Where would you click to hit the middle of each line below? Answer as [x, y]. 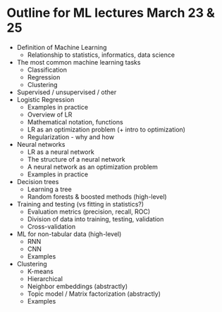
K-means [41, 271]
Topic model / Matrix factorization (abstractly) [94, 294]
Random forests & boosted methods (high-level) [97, 196]
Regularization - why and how [70, 137]
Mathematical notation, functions [75, 122]
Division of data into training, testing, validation [95, 219]
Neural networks [41, 144]
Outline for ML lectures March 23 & [111, 13]
